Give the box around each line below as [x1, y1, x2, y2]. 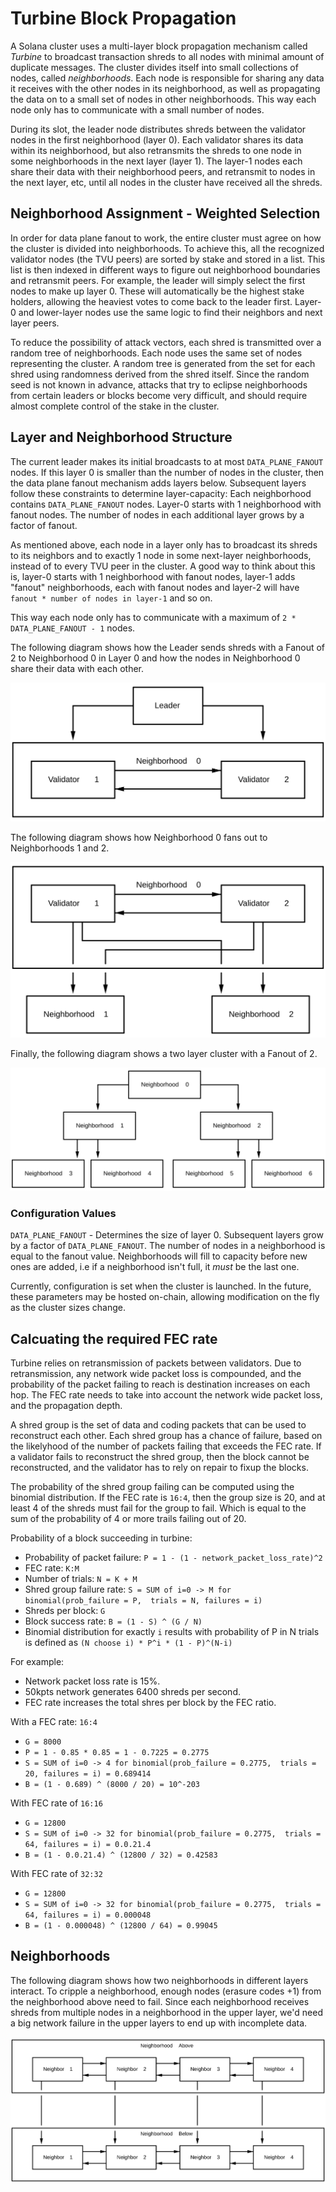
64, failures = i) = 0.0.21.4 [24, 1840, 152, 1850]
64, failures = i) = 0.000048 [24, 1910, 152, 1921]
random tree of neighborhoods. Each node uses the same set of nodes [10, 347, 303, 359]
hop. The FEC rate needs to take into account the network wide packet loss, [10, 1389, 323, 1401]
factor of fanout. [10, 519, 78, 531]
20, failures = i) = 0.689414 [24, 1769, 152, 1779]
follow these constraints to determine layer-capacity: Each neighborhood [10, 487, 312, 499]
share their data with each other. [10, 662, 145, 674]
